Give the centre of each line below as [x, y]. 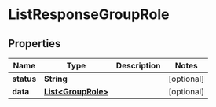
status [24, 79]
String [56, 79]
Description [138, 66]
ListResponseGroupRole [89, 15]
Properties [35, 44]
